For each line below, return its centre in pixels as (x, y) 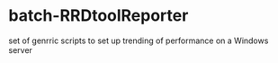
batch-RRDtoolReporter (99, 16)
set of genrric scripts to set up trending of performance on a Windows (139, 40)
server (21, 49)
